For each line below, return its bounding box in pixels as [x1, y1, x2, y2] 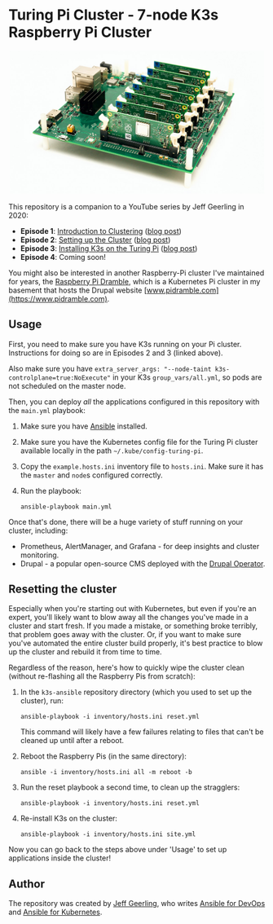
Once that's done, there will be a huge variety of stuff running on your [8, 517, 243, 526]
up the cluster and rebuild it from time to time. [8, 647, 162, 657]
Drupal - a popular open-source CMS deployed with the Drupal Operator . [20, 558, 266, 568]
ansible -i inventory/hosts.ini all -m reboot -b [20, 768, 193, 777]
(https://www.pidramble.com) [8, 293, 108, 303]
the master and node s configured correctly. [20, 470, 163, 480]
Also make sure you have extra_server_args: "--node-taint [8, 363, 212, 373]
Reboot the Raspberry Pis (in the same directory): [20, 751, 187, 761]
